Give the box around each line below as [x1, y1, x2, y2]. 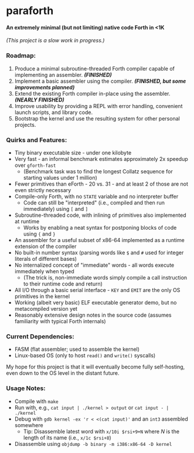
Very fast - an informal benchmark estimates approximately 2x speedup [14, 155, 189, 162]
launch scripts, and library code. [14, 109, 93, 116]
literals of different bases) [14, 255, 77, 262]
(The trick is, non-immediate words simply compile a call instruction [23, 274, 188, 281]
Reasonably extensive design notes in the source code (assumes [14, 311, 172, 318]
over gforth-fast [14, 162, 56, 169]
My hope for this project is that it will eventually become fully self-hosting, [6, 363, 185, 371]
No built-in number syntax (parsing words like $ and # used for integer [14, 249, 184, 256]
